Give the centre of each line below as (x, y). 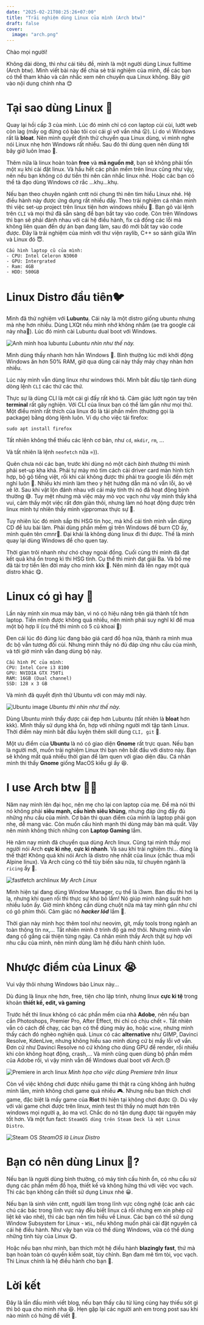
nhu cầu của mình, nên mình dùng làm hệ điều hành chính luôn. (86, 942)
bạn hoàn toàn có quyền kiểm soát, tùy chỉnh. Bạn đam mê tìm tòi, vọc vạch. (102, 1254)
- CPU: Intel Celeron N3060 (42, 256)
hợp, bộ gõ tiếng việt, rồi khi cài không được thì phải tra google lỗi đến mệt (100, 477)
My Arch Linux (79, 880)
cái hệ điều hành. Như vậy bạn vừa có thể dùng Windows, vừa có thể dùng (100, 1229)
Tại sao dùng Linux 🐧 (60, 108)
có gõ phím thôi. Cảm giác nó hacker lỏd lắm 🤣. (66, 911)
